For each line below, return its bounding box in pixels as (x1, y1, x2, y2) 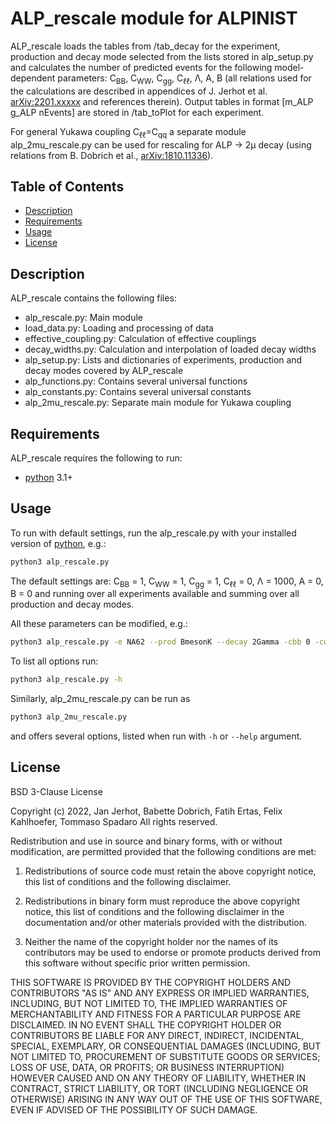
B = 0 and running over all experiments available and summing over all (10, 588, 300, 600)
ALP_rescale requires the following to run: (10, 452, 183, 464)
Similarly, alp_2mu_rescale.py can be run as (10, 693, 191, 705)
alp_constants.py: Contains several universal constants (24, 386, 252, 398)
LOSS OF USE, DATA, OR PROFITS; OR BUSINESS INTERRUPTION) (10, 1061, 285, 1073)
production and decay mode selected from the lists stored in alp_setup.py (10, 50, 314, 62)
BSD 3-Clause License (10, 785, 103, 797)
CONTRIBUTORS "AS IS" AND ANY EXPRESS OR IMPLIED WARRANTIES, (10, 987, 310, 999)
